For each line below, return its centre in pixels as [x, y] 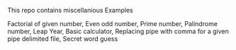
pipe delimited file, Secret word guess [63, 39]
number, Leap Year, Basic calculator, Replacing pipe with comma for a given [118, 31]
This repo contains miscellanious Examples [70, 10]
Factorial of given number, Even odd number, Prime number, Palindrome [113, 24]
